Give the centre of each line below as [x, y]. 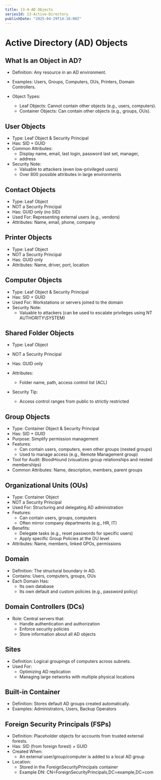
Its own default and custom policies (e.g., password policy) [78, 591]
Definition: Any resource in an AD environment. [59, 72]
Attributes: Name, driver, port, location [50, 265]
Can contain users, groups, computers [58, 518]
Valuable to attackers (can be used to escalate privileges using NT [86, 312]
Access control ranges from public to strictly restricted [74, 401]
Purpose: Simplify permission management [55, 439]
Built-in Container [33, 692]
